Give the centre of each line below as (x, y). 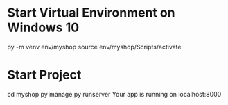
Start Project (44, 75)
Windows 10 (43, 27)
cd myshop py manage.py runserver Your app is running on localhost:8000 (114, 94)
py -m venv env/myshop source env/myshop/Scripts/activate (94, 47)
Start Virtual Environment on (91, 13)
